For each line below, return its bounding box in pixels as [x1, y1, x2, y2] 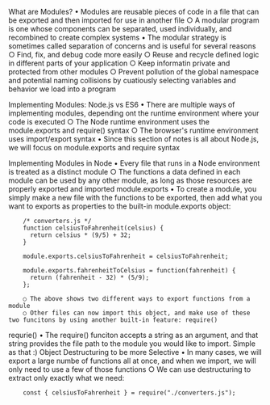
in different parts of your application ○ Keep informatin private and [8, 58, 231, 68]
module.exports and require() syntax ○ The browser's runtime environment [8, 125, 260, 135]
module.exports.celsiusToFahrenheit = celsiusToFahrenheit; [23, 252, 229, 260]
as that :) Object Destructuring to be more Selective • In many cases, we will [8, 348, 262, 356]
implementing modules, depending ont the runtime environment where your [8, 108, 260, 118]
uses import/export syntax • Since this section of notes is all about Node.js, [8, 134, 260, 144]
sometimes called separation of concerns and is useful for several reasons [8, 41, 256, 51]
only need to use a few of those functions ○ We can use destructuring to [8, 365, 251, 374]
